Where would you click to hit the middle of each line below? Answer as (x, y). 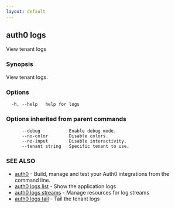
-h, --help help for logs (46, 105)
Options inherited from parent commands (66, 119)
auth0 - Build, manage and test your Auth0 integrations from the (92, 174)
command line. (32, 180)
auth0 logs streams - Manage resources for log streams (82, 192)
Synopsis (20, 64)
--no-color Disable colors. (65, 136)
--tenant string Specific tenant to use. (76, 147)
